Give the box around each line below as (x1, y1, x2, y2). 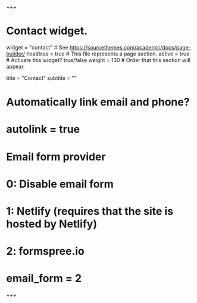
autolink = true (6, 123, 80, 136)
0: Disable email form (6, 177, 114, 191)
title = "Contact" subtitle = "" (6, 74, 77, 81)
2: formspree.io (6, 245, 85, 258)
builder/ (6, 50, 26, 57)
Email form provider (6, 150, 106, 163)
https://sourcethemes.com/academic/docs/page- (69, 44, 192, 51)
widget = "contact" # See (6, 44, 68, 51)
